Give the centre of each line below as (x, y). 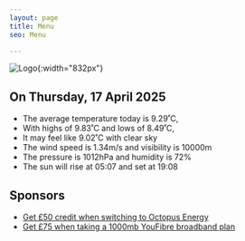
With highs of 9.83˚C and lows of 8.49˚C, (98, 129)
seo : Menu (28, 34)
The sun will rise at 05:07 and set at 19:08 (100, 167)
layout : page (34, 18)
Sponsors (37, 195)
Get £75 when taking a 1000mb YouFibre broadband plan (129, 227)
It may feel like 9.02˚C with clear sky (90, 138)
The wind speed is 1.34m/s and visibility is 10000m (117, 148)
